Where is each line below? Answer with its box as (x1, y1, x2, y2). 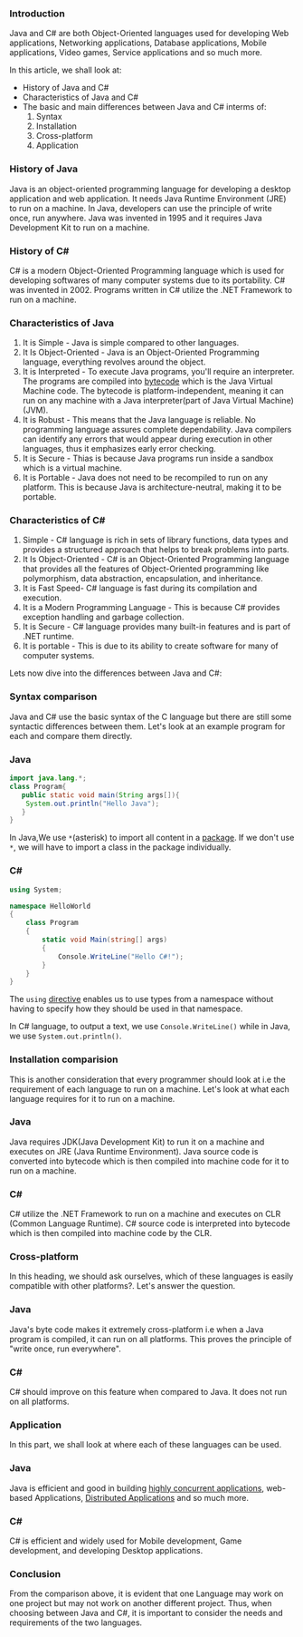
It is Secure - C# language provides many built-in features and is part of (22, 621, 291, 632)
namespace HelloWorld (9, 901, 91, 911)
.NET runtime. (22, 631, 75, 642)
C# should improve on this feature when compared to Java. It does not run (9, 1387, 288, 1398)
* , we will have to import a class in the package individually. (9, 842, 232, 853)
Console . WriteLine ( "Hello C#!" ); (57, 951, 184, 961)
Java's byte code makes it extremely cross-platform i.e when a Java (9, 1323, 264, 1335)
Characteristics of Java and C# (22, 92, 138, 102)
